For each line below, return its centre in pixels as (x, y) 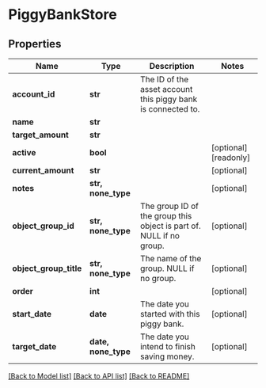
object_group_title (47, 268)
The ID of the (164, 79)
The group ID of (169, 206)
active (24, 152)
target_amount (40, 135)
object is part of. (171, 226)
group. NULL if (167, 268)
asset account (166, 89)
